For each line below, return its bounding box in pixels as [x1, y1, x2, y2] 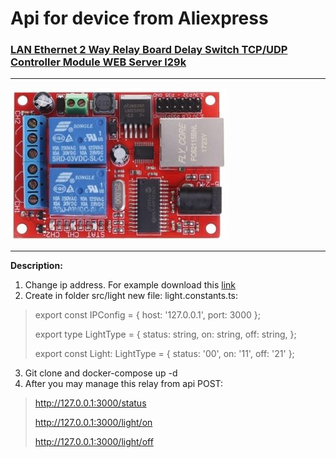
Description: [10, 260, 63, 272]
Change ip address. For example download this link [24, 279, 237, 291]
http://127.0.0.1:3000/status [34, 397, 147, 409]
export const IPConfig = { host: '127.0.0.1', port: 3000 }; [34, 309, 261, 321]
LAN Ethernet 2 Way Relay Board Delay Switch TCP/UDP [10, 43, 288, 57]
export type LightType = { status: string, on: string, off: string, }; [34, 328, 297, 341]
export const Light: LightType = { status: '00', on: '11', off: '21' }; [34, 348, 295, 360]
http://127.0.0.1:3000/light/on [34, 417, 153, 429]
